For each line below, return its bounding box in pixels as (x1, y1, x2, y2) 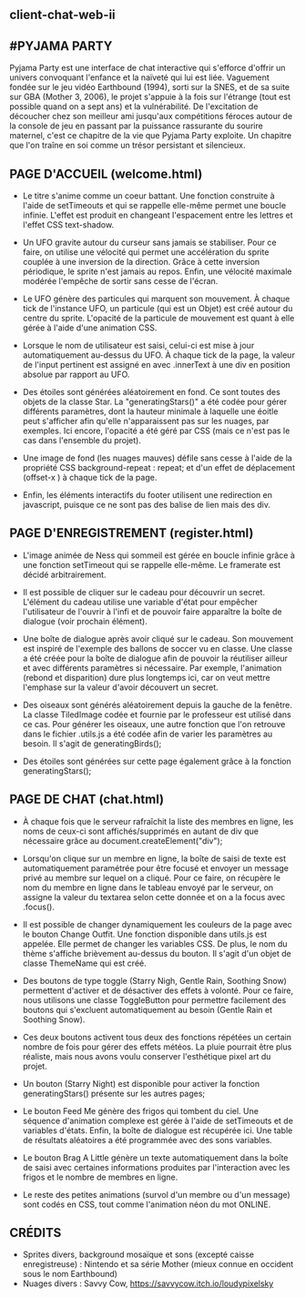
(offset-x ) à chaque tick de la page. (22, 472, 158, 483)
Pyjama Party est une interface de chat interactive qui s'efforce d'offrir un (9, 63, 286, 74)
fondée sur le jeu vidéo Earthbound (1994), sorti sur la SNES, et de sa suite (9, 82, 290, 93)
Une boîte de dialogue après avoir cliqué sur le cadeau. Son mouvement (22, 633, 294, 644)
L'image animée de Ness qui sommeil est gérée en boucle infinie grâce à (22, 550, 296, 561)
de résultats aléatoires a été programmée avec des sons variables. (22, 1134, 273, 1145)
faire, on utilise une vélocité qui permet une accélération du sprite (22, 247, 269, 258)
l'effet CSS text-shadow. (22, 219, 115, 230)
